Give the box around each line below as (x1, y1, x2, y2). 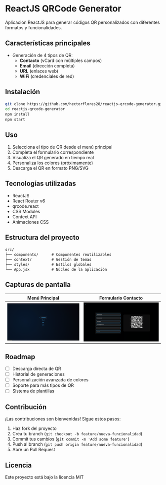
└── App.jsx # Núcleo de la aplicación (5, 267, 107, 272)
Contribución (5, 403, 47, 411)
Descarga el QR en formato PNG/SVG (12, 165, 89, 171)
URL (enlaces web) (19, 68, 58, 74)
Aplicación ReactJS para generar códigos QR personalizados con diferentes (5, 19, 160, 25)
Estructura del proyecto (5, 234, 80, 242)
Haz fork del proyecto (12, 425, 57, 431)
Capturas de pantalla (5, 280, 71, 289)
